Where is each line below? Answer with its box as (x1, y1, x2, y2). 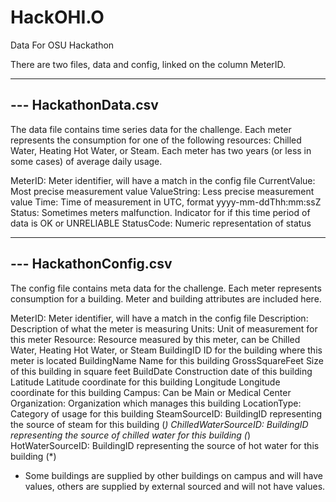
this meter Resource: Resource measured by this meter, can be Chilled (10, 333, 301, 345)
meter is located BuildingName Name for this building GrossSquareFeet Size (10, 354, 324, 366)
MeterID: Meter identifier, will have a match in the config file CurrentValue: (10, 174, 316, 186)
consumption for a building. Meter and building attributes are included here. (10, 292, 322, 305)
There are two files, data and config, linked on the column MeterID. (10, 58, 287, 70)
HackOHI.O (10, 6, 105, 29)
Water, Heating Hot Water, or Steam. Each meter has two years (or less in (10, 144, 312, 156)
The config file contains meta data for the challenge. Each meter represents (10, 282, 322, 294)
